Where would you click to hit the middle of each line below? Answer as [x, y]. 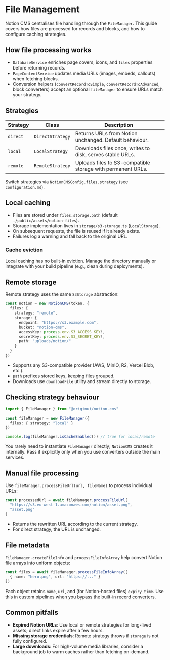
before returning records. [39, 67]
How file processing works [48, 50]
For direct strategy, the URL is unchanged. [57, 529]
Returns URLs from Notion [106, 133]
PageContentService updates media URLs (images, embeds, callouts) [84, 73]
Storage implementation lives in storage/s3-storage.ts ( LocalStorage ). [86, 226]
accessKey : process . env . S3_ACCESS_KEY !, [62, 332]
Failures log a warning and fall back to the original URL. [70, 236]
